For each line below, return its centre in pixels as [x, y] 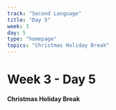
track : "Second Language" [44, 13]
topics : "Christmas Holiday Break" [58, 45]
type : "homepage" [32, 39]
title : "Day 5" [29, 20]
